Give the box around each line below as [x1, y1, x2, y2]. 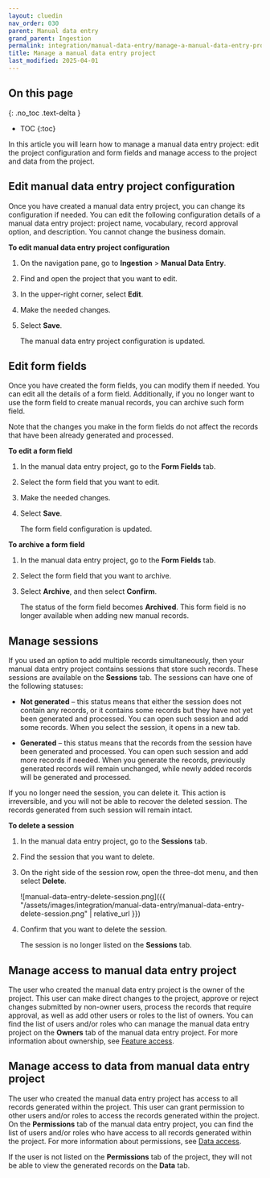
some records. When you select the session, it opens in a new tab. [19, 723, 240, 732]
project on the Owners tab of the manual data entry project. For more [8, 1027, 239, 1037]
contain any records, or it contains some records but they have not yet [19, 706, 253, 716]
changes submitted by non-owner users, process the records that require [8, 1002, 252, 1011]
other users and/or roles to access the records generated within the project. [8, 1110, 260, 1120]
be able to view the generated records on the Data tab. [8, 1160, 190, 1170]
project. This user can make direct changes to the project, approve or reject [8, 993, 259, 1003]
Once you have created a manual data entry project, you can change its [8, 201, 245, 210]
